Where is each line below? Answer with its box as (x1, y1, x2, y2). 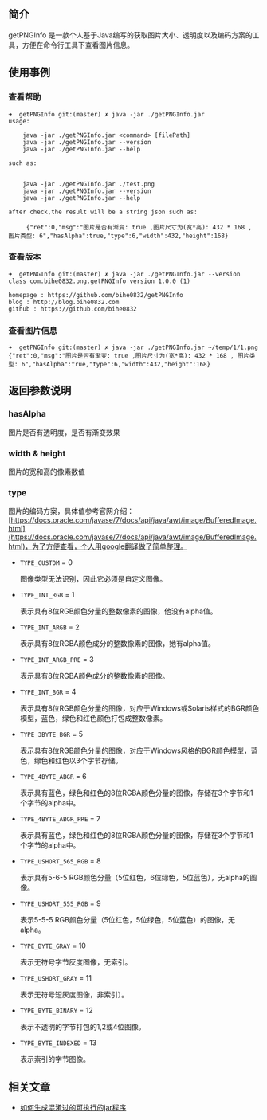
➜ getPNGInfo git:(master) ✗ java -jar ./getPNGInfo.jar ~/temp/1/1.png (8, 343, 259, 352)
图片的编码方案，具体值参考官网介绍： (8, 507, 134, 516)
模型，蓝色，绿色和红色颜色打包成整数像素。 (19, 714, 167, 723)
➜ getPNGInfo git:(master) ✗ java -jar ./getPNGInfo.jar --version (8, 270, 241, 278)
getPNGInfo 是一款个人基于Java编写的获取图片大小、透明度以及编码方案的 (8, 30, 253, 40)
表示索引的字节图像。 (19, 1055, 90, 1064)
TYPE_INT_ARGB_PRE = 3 (19, 655, 94, 664)
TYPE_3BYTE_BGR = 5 (19, 730, 84, 739)
